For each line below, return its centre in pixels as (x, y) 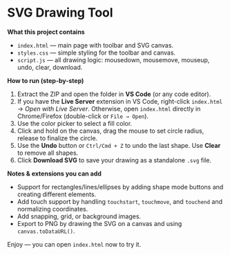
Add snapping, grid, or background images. (79, 216)
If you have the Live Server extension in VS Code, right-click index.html (120, 101)
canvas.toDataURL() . (46, 231)
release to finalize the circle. (57, 138)
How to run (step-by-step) (46, 80)
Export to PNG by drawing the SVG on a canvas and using (99, 223)
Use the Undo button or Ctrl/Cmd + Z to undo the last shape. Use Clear (119, 145)
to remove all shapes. (48, 153)
